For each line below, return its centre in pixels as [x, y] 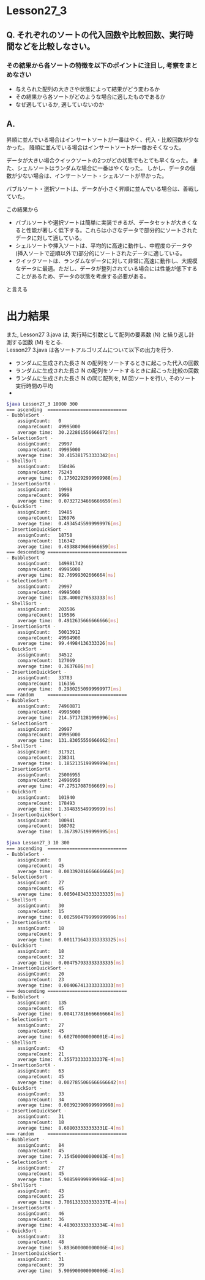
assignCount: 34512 [45, 655]
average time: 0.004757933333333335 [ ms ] [71, 963]
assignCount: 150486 [46, 467]
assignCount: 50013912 [49, 632]
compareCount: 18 [41, 1122]
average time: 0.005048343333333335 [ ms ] [71, 894]
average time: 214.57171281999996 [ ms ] [68, 718]
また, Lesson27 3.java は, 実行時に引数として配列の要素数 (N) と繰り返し [98, 334]
